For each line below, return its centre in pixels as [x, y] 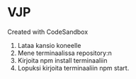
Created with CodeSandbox [48, 32]
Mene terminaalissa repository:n [64, 53]
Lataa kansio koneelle [49, 45]
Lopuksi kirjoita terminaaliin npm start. [73, 68]
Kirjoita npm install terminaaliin [62, 60]
